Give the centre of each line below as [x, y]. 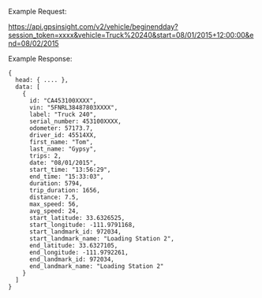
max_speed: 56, [54, 204]
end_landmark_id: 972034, [71, 259]
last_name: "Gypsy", [63, 149]
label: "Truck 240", [63, 114]
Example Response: [40, 59]
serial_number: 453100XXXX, [75, 121]
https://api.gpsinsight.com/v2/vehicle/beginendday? [94, 26]
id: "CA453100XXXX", [63, 101]
